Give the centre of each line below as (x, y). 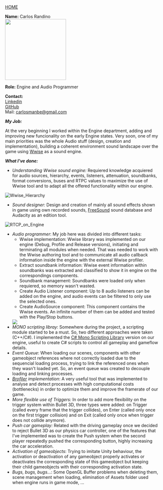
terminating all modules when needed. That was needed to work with (89, 250)
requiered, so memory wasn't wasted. (57, 286)
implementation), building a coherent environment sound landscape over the (82, 146)
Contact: (14, 96)
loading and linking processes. (43, 373)
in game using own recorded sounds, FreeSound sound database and (82, 210)
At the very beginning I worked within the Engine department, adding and (78, 131)
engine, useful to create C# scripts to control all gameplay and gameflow (85, 343)
